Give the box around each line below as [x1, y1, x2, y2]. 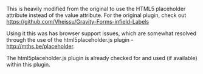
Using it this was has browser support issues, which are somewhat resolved [6, 30, 196, 37]
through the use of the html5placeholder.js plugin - [6, 36, 134, 43]
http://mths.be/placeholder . [6, 42, 75, 50]
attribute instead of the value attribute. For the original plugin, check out [6, 12, 187, 19]
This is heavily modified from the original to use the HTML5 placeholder [6, 5, 186, 12]
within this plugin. [6, 61, 50, 68]
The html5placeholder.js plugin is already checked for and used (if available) [6, 55, 198, 61]
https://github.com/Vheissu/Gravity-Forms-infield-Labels [6, 18, 150, 25]
